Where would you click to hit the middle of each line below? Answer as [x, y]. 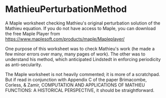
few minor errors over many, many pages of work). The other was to [75, 54]
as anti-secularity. [24, 64]
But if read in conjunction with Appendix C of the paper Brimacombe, [76, 79]
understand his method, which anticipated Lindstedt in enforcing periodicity [83, 59]
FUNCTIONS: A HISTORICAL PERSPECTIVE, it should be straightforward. [80, 90]
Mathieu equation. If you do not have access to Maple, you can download [81, 28]
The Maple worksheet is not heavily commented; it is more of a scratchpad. [83, 74]
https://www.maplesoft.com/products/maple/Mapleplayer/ [65, 39]
